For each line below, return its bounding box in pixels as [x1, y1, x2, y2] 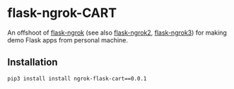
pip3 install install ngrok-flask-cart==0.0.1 [7, 75, 147, 82]
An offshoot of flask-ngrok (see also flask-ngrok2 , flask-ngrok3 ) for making [7, 28, 228, 37]
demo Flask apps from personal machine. [7, 35, 129, 44]
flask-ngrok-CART [7, 5, 117, 21]
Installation [7, 57, 58, 69]
